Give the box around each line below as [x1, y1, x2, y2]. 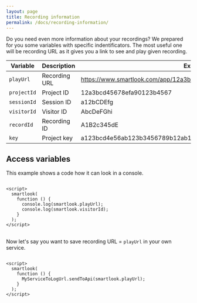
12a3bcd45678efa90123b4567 [81, 88, 172, 97]
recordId [9, 121, 33, 128]
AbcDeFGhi [81, 108, 113, 116]
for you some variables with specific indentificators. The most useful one [6, 42, 183, 49]
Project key [42, 134, 73, 142]
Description [42, 62, 76, 70]
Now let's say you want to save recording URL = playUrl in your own [6, 238, 172, 245]
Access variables [6, 154, 71, 164]
